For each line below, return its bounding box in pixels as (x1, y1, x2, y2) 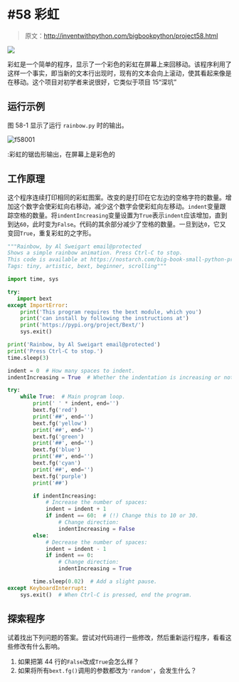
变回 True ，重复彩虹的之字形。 (7, 229, 95, 237)
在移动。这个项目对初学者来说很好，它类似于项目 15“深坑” (7, 78, 177, 86)
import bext (16, 295, 53, 302)
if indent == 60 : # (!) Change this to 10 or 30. (45, 512, 199, 520)
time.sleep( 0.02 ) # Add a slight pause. (33, 578, 158, 585)
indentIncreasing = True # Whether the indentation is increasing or (7, 373, 221, 381)
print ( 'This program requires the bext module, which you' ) (20, 308, 202, 316)
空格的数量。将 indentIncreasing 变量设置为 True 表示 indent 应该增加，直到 (13, 211, 228, 219)
